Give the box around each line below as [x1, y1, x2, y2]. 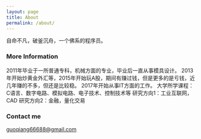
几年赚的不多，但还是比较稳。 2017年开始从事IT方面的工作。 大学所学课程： [6, 81, 194, 89]
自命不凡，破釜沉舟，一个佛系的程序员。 [6, 37, 106, 44]
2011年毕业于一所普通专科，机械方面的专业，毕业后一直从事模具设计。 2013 [6, 67, 194, 74]
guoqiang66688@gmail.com [6, 125, 77, 132]
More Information [6, 52, 58, 61]
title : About [6, 14, 39, 20]
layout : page [6, 8, 39, 15]
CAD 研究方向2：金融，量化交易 [6, 96, 86, 104]
